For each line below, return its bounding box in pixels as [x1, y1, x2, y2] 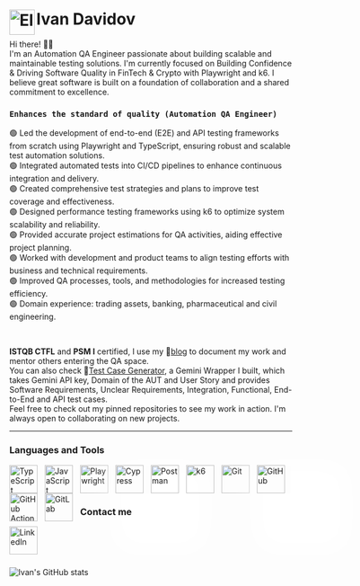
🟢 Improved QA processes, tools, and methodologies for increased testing [9, 275, 285, 287]
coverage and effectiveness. [9, 196, 115, 207]
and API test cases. [36, 394, 108, 404]
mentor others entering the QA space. [9, 356, 150, 367]
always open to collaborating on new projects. [9, 413, 180, 424]
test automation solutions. [9, 150, 105, 161]
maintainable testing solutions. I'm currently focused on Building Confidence [9, 58, 293, 68]
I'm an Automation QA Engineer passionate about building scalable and [9, 48, 272, 58]
